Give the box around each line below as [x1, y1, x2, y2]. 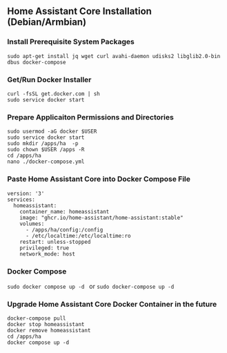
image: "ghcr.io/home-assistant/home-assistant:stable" [19, 214, 184, 221]
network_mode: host [19, 250, 76, 258]
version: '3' [7, 190, 45, 197]
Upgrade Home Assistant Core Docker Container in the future [7, 299, 217, 309]
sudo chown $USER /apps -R [7, 146, 85, 153]
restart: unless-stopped [19, 238, 91, 245]
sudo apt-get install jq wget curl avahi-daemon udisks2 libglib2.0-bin [7, 53, 221, 59]
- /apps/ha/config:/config [25, 226, 103, 233]
